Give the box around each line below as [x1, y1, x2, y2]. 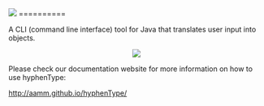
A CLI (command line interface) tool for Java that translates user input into [8, 24, 257, 34]
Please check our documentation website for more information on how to [8, 64, 253, 74]
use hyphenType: [8, 73, 67, 82]
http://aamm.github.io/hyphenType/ [8, 88, 128, 98]
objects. [8, 33, 36, 43]
